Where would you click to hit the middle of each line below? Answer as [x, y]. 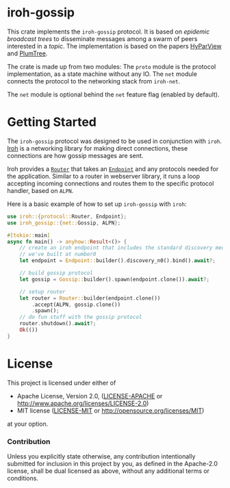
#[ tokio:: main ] [29, 235]
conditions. [23, 478]
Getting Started [52, 122]
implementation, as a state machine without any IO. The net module [102, 74]
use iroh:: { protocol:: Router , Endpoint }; [67, 216]
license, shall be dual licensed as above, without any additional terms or [108, 471]
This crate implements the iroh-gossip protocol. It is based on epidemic [108, 31]
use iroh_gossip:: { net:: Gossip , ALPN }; [64, 223]
